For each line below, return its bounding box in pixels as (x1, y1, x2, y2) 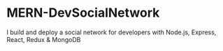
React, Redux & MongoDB (6, 35, 81, 43)
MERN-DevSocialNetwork (6, 5, 160, 21)
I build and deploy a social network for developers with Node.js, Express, (6, 28, 217, 36)
